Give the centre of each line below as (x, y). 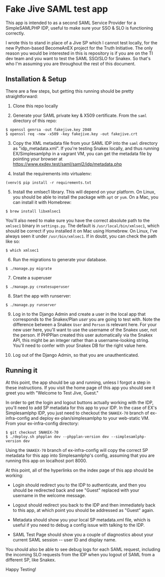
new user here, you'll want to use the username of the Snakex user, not (85, 330)
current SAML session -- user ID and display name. (65, 540)
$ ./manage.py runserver (31, 305)
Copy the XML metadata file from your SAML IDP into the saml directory (85, 143)
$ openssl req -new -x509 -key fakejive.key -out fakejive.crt (72, 134)
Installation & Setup (36, 79)
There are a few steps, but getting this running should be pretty (70, 91)
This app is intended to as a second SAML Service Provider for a (71, 23)
